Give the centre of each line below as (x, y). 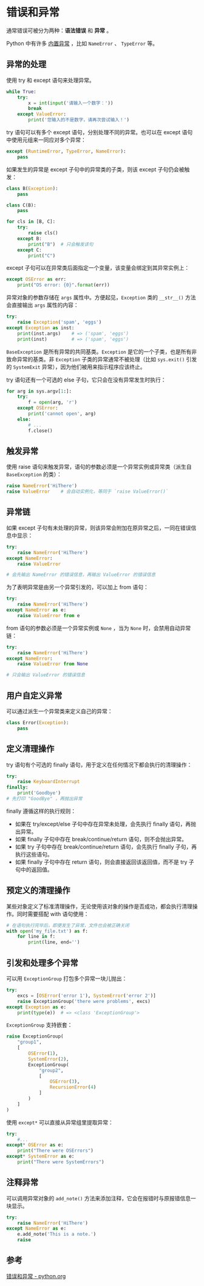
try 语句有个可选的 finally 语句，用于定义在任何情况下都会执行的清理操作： (99, 764)
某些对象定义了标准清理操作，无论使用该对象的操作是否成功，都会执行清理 (99, 906)
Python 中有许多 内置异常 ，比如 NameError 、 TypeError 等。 (82, 43)
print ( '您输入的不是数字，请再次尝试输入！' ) (79, 120)
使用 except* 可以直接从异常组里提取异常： (60, 1122)
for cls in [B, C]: (31, 222)
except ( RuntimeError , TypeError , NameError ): (66, 151)
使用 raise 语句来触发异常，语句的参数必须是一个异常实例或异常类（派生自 (99, 467)
